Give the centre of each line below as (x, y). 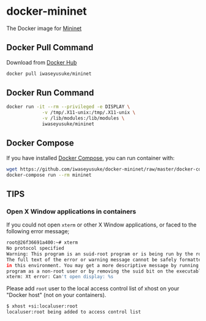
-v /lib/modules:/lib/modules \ (83, 118)
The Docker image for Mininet (44, 28)
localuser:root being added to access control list (74, 312)
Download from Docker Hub (42, 62)
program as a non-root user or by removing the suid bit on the (90, 271)
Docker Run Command (50, 93)
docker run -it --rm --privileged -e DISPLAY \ (68, 107)
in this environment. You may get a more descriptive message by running (103, 265)
